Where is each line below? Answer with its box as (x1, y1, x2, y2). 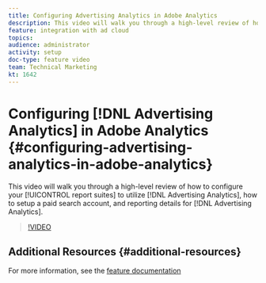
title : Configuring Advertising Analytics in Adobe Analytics (8, 11, 218, 20)
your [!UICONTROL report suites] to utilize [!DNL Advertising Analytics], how (8, 189, 257, 199)
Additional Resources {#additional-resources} (8, 245, 241, 258)
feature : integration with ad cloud (8, 26, 129, 34)
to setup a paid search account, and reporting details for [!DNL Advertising (8, 198, 252, 208)
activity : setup (8, 48, 62, 56)
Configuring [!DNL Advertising (8, 105, 214, 123)
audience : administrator (8, 41, 90, 49)
